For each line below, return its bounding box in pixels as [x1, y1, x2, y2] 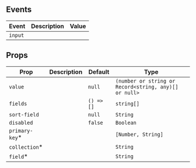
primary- [9, 127, 33, 134]
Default [88, 67, 110, 76]
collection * [9, 143, 43, 151]
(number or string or [115, 77, 176, 84]
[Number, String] [115, 131, 163, 138]
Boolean [115, 119, 137, 126]
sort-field [9, 111, 39, 118]
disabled [9, 119, 33, 126]
